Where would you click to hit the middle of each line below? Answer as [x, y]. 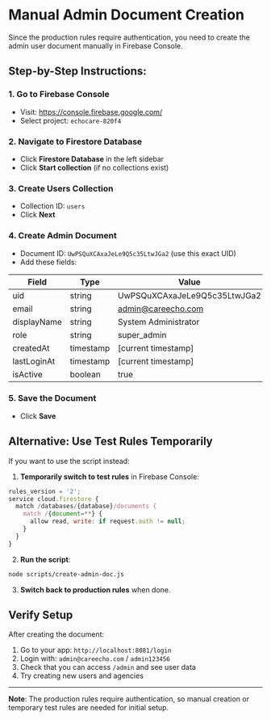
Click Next [38, 215]
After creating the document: [56, 634]
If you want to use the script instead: [69, 461]
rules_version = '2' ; [45, 491]
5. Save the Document [52, 398]
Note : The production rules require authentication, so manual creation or [129, 699]
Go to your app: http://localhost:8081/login [96, 650]
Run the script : [45, 559]
